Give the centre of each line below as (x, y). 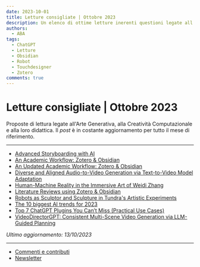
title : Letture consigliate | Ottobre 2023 (61, 17)
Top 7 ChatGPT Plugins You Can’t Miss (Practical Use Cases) (90, 211)
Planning (45, 223)
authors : (17, 28)
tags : (13, 39)
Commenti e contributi (42, 252)
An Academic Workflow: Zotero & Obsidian (67, 160)
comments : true (25, 78)
